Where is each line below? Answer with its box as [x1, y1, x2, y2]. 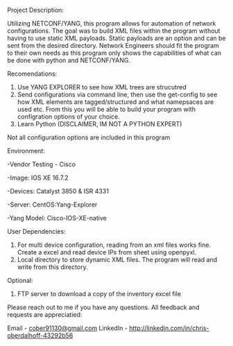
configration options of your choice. [17, 112, 120, 121]
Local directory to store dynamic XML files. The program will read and [17, 256, 217, 263]
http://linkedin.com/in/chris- [129, 324, 209, 332]
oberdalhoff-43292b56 [7, 331, 74, 339]
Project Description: [7, 6, 64, 14]
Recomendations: [7, 69, 58, 78]
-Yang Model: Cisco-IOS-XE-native [7, 214, 107, 222]
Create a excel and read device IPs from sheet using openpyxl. [17, 248, 197, 256]
